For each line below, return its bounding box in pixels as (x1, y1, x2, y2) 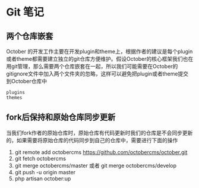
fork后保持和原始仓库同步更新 (6, 112, 116, 123)
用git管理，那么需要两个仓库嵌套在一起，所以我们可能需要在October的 (6, 63, 178, 70)
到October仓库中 (6, 78, 48, 84)
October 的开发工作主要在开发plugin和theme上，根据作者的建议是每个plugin (6, 48, 193, 55)
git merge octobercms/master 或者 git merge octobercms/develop (14, 162, 177, 169)
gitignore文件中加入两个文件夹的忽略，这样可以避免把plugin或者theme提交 (6, 70, 189, 77)
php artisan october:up (14, 175, 71, 182)
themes (6, 95, 23, 101)
